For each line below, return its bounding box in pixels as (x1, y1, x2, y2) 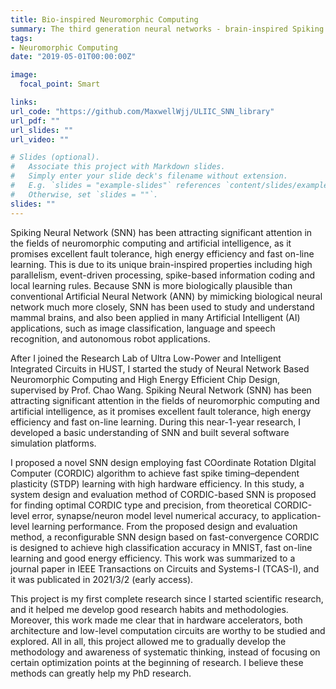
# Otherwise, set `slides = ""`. (10, 189, 159, 200)
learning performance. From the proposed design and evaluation (31, 520, 298, 532)
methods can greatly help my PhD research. (10, 667, 192, 679)
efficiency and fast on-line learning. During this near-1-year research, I (10, 416, 301, 428)
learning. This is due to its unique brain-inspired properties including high (10, 258, 313, 270)
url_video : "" (10, 134, 70, 145)
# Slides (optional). (10, 152, 101, 163)
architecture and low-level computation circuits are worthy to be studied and (10, 624, 326, 636)
